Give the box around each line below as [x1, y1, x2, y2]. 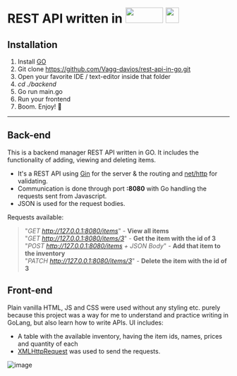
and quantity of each [17, 339, 79, 348]
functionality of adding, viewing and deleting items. [7, 155, 157, 164]
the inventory [24, 249, 66, 257]
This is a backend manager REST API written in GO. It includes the [7, 148, 199, 157]
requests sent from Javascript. [17, 191, 107, 200]
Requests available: [7, 212, 64, 222]
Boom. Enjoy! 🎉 [17, 102, 62, 111]
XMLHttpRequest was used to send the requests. [17, 346, 161, 356]
